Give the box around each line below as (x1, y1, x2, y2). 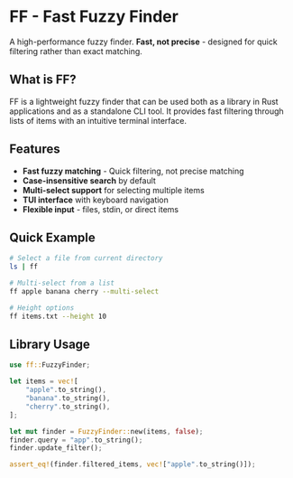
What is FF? (9, 72, 77, 88)
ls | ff (9, 262, 39, 272)
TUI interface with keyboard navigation (22, 194, 169, 205)
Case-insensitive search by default (22, 174, 156, 186)
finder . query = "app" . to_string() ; (9, 436, 143, 445)
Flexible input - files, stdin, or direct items (22, 203, 179, 214)
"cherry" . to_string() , (25, 402, 111, 411)
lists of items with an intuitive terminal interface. (9, 115, 188, 126)
